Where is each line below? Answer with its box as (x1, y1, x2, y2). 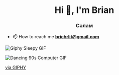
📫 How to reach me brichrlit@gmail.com (12, 34, 99, 40)
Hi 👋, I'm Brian (54, 4, 114, 16)
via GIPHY (5, 65, 27, 71)
